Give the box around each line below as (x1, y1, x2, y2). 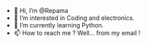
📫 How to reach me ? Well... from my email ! (13, 29, 141, 37)
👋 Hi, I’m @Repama (13, 7, 69, 14)
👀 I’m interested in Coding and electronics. (13, 14, 135, 22)
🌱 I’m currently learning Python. (13, 21, 104, 29)
